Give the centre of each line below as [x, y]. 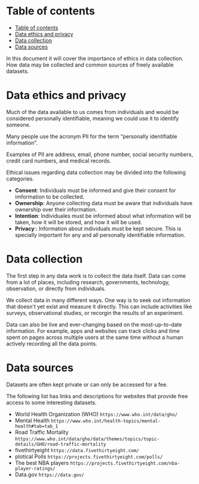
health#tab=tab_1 [36, 426]
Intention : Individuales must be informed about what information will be [103, 216]
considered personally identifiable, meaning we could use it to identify [93, 118]
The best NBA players [42, 462]
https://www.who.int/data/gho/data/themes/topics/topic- [87, 439]
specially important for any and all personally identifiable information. [100, 235]
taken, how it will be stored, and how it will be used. [78, 222]
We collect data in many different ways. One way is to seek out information [98, 300]
